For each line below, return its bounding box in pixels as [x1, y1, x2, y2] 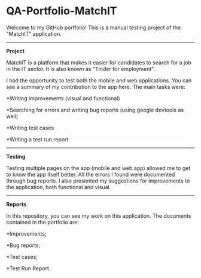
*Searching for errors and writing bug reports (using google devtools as [6, 106, 184, 113]
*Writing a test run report [6, 135, 69, 143]
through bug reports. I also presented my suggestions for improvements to [6, 177, 190, 184]
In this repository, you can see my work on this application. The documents [6, 212, 191, 219]
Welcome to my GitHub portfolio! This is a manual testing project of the [6, 24, 181, 31]
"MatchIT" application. [6, 30, 62, 37]
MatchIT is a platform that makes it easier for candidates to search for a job [6, 58, 191, 66]
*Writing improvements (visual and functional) [6, 94, 121, 102]
